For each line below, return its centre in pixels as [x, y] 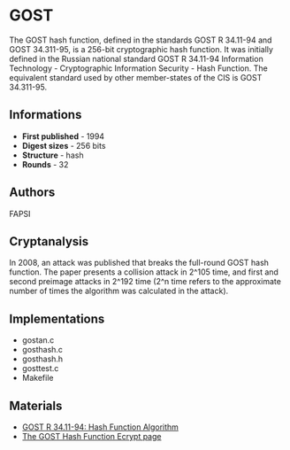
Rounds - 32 [45, 164]
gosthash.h [42, 359]
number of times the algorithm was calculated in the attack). [119, 291]
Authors [32, 193]
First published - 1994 [63, 136]
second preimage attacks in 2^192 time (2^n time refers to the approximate [145, 282]
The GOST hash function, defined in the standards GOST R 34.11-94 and [141, 40]
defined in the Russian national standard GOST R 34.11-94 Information [136, 58]
